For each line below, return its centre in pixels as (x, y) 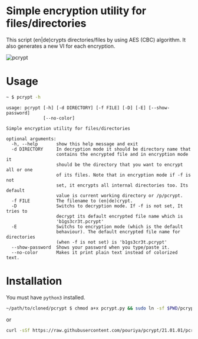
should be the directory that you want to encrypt (120, 164)
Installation (34, 281)
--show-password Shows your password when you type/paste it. (90, 247)
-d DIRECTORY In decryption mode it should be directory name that (101, 149)
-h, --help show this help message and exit (75, 144)
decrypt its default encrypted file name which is (120, 216)
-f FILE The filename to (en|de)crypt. (72, 201)
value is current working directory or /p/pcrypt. (120, 195)
